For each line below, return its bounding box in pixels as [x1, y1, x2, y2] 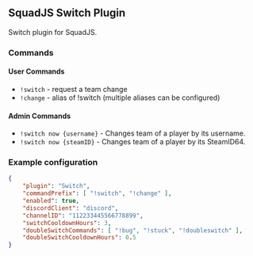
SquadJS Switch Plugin [8, 6, 126, 20]
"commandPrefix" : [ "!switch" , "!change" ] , [22, 189, 172, 197]
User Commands [8, 67, 65, 76]
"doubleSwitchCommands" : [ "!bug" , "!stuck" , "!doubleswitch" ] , [22, 226, 243, 235]
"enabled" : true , [22, 197, 80, 205]
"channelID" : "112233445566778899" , [22, 212, 144, 220]
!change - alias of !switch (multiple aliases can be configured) [19, 93, 220, 102]
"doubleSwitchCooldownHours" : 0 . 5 [22, 234, 136, 242]
